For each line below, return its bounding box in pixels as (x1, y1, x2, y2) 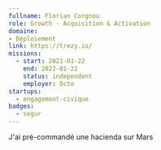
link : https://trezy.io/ (8, 42, 93, 50)
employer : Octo (23, 79, 75, 88)
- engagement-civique (15, 95, 89, 103)
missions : (8, 49, 42, 58)
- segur (15, 110, 42, 118)
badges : (8, 102, 35, 110)
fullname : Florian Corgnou (8, 11, 100, 20)
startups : (8, 87, 42, 96)
